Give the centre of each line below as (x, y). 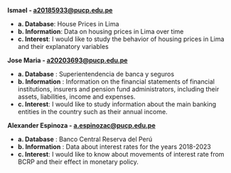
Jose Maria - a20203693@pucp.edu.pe (68, 60)
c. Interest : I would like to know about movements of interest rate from (121, 154)
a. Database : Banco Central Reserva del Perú (85, 139)
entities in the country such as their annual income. (93, 112)
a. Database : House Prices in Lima (68, 24)
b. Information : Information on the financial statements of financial (116, 82)
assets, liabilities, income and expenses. (76, 96)
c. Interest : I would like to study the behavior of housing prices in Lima (121, 39)
